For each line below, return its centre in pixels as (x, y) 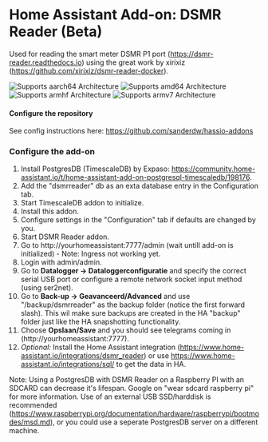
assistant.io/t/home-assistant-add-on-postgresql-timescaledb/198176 (135, 177)
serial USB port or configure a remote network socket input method (131, 279)
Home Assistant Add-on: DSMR (115, 15)
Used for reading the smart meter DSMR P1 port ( (90, 54)
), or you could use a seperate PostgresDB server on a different (154, 422)
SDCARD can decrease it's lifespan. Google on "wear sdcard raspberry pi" (132, 388)
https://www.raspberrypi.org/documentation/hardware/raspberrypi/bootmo (136, 414)
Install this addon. (49, 211)
